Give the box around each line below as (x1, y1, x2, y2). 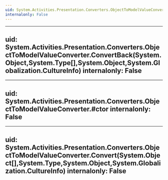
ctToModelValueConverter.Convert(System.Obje (5, 151, 160, 159)
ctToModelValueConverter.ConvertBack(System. (5, 50, 161, 59)
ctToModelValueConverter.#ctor (5, 104, 109, 113)
